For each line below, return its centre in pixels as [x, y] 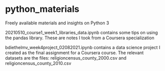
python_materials [42, 9]
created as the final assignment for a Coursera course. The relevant [75, 53]
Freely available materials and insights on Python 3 [57, 23]
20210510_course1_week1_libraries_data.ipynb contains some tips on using [82, 32]
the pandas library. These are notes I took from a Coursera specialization [80, 38]
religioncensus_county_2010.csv [38, 63]
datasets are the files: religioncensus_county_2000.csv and [66, 58]
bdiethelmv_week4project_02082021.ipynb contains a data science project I [83, 47]
